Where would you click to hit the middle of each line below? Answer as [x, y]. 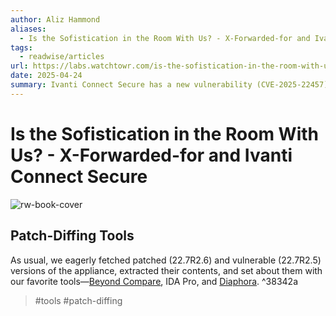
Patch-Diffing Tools [72, 236]
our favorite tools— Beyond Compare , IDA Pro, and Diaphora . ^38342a [154, 281]
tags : [21, 47]
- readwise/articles [62, 57]
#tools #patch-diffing [78, 300]
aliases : [28, 29]
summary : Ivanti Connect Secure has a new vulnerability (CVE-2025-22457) [169, 85]
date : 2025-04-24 [46, 76]
